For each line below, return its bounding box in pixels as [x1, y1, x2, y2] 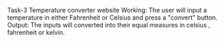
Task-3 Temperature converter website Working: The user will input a [7, 6, 207, 14]
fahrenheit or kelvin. [7, 28, 65, 36]
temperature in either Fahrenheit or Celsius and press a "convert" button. [7, 13, 218, 22]
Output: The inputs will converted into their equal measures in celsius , [7, 21, 211, 29]
